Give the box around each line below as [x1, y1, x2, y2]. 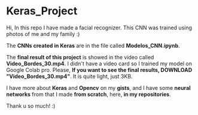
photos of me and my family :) [6, 30, 80, 37]
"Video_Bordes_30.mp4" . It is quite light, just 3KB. [6, 72, 133, 80]
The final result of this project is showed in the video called [6, 53, 154, 60]
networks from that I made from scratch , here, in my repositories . [6, 90, 172, 98]
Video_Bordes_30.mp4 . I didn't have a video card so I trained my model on [6, 60, 193, 67]
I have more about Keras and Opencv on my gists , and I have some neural [6, 84, 191, 91]
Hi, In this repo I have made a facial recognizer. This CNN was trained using [6, 24, 193, 31]
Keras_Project [6, 4, 78, 18]
